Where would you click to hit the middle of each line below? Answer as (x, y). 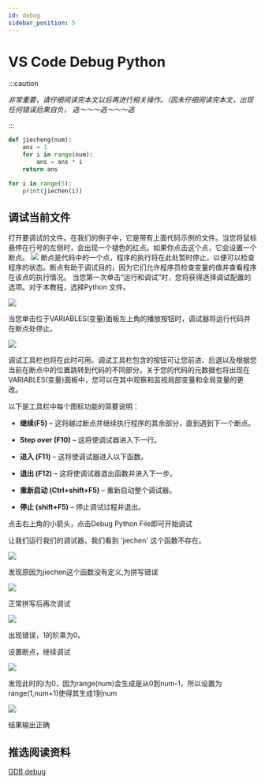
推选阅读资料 (39, 752)
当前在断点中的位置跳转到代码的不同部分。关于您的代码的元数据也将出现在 (129, 370)
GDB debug (27, 772)
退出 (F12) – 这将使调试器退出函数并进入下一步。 (98, 473)
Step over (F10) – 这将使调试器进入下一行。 (90, 440)
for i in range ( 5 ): (40, 183)
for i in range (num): (58, 155)
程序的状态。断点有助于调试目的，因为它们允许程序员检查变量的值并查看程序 (132, 267)
